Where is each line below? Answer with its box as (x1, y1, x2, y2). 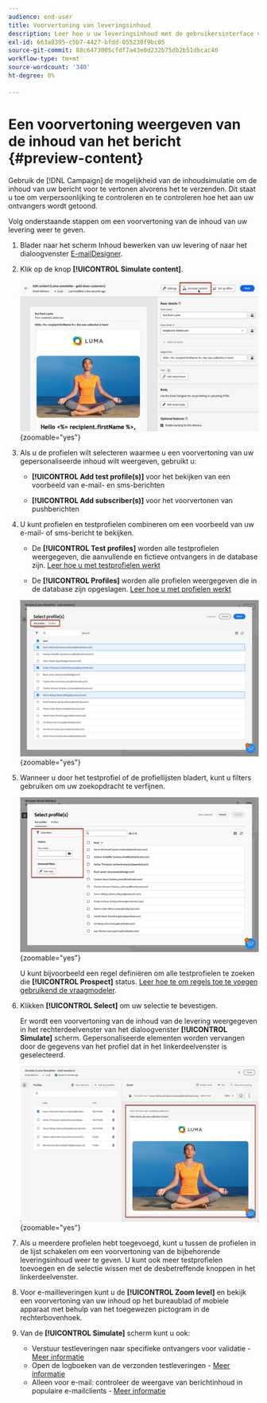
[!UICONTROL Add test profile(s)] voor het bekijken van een (31, 472, 230, 482)
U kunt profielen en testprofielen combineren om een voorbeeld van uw (19, 520, 254, 530)
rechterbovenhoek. (19, 1312, 83, 1322)
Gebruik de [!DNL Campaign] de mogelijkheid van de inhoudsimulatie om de (8, 175, 257, 185)
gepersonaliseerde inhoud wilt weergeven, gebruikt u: (19, 456, 197, 466)
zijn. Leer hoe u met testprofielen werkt (31, 561, 161, 570)
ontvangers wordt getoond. (8, 201, 98, 210)
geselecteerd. (19, 1049, 66, 1059)
